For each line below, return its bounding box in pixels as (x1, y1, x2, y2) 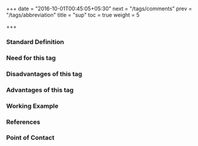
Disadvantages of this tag (6, 70, 82, 78)
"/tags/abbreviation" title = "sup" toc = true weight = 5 (6, 11, 140, 18)
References (6, 117, 41, 126)
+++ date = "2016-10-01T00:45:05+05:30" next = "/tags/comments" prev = (6, 5, 193, 12)
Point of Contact (6, 133, 55, 142)
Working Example (6, 101, 58, 110)
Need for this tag (6, 54, 56, 62)
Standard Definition (6, 38, 64, 46)
